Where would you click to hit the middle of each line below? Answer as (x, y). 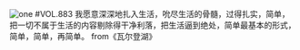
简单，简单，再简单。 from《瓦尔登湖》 (83, 36)
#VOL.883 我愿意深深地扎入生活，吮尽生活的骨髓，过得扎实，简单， (163, 14)
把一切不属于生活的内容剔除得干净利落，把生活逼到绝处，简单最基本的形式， (153, 25)
